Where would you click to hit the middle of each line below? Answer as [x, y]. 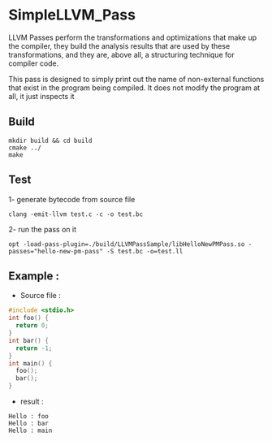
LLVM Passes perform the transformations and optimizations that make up [133, 37]
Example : [34, 276]
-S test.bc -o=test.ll [145, 251]
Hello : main [30, 430]
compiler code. [34, 63]
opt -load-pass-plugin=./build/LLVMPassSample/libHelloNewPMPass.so [127, 244]
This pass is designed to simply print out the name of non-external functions [136, 79]
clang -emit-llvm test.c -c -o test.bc [76, 214]
